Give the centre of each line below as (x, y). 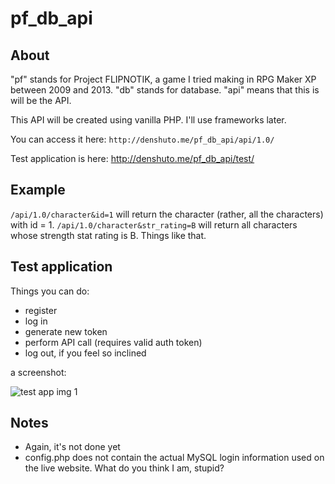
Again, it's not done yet (72, 447)
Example (38, 190)
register (41, 310)
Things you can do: (50, 291)
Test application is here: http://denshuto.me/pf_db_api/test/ (132, 158)
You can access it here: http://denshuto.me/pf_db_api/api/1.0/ (142, 139)
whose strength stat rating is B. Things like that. (108, 235)
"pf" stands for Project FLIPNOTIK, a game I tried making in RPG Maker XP (163, 79)
